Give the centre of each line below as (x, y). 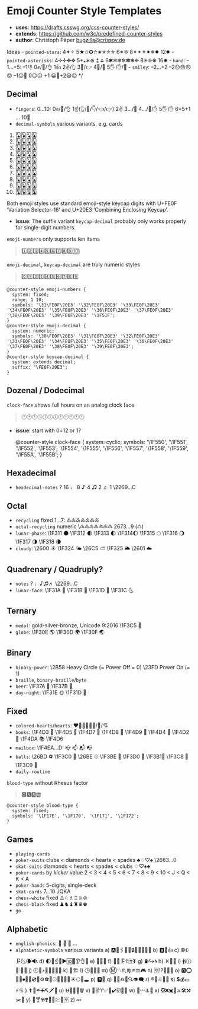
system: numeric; (33, 331)
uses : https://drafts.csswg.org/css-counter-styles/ (77, 27)
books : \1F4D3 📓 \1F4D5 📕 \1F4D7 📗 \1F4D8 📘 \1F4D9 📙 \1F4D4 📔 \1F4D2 (102, 732)
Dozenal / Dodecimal (46, 390)
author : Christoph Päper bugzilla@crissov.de (70, 40)
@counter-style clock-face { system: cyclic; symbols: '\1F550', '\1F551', (102, 442)
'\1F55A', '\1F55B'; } (39, 454)
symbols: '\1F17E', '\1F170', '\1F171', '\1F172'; (76, 816)
